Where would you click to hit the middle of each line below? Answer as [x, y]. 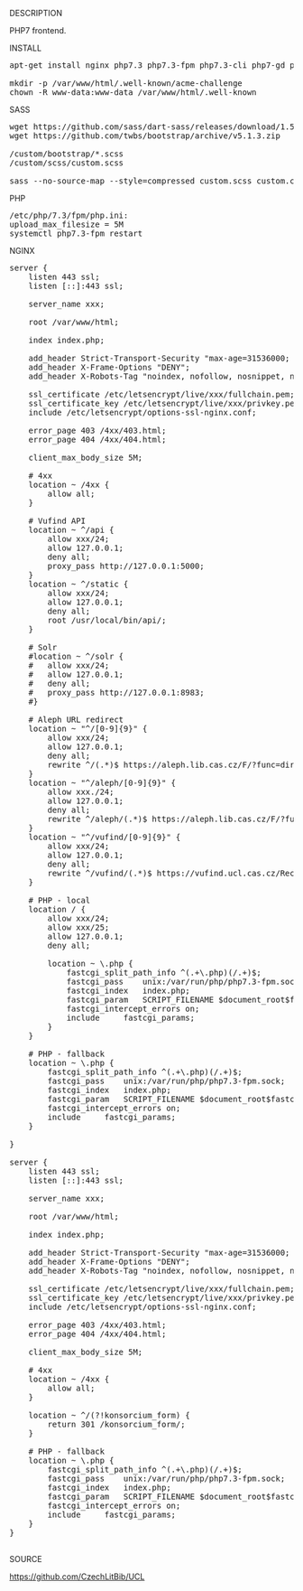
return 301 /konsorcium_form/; [116, 1424]
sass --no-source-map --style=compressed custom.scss [131, 181]
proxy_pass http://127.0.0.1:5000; [126, 566]
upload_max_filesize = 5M [67, 225]
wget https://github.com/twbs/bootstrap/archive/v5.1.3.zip [145, 136]
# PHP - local [60, 900]
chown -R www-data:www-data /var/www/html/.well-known [133, 93]
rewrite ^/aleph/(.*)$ [97, 819]
